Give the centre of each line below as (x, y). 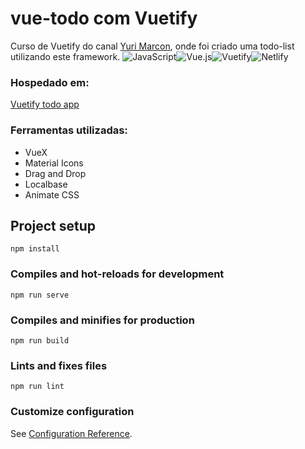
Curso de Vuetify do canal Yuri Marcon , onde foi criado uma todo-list (152, 46)
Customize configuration (72, 412)
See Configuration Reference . (71, 433)
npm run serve (40, 295)
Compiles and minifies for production (102, 320)
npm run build (40, 340)
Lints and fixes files (59, 365)
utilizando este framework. (65, 56)
